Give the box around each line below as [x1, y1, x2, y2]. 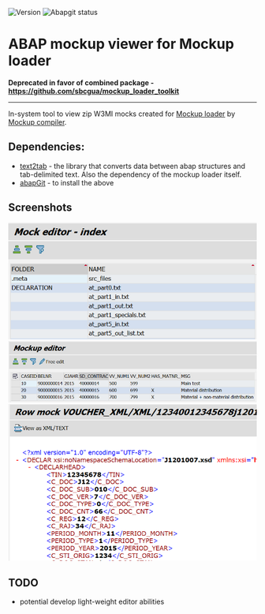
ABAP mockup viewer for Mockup [8, 36, 234, 53]
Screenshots [8, 201, 73, 215]
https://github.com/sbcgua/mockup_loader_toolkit [8, 86, 180, 95]
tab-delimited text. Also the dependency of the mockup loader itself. [19, 170, 242, 179]
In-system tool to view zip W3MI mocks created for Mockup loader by [8, 109, 236, 118]
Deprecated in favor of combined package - [8, 77, 155, 87]
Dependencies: [8, 140, 85, 154]
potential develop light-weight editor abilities [19, 597, 165, 607]
